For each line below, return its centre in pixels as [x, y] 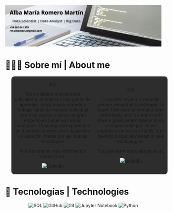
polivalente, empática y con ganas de [53, 100]
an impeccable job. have [131, 126]
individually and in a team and [130, 115]
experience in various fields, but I [131, 131]
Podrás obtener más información [53, 151]
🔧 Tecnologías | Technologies [67, 191]
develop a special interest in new [131, 136]
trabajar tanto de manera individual [53, 110]
